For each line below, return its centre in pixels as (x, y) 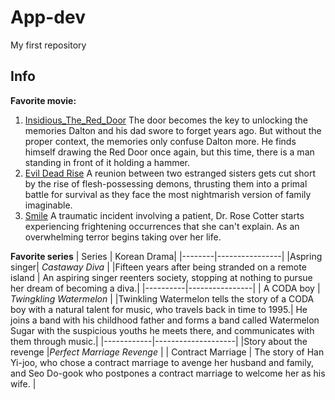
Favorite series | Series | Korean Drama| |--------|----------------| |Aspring (166, 256)
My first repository (48, 45)
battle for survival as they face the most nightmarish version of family (168, 194)
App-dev (48, 17)
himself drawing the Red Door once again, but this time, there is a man (169, 152)
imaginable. (48, 205)
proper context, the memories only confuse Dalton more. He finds (160, 141)
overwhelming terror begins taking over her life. (123, 237)
